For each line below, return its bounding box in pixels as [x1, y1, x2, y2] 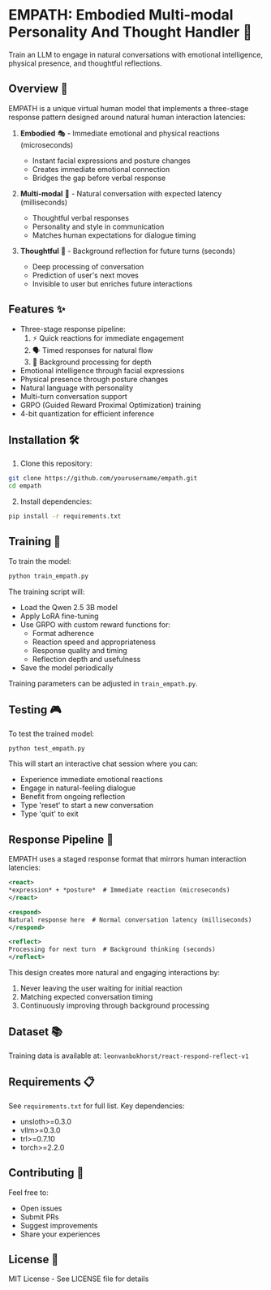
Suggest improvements [19, 1220, 98, 1230]
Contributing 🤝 [8, 1166, 84, 1180]
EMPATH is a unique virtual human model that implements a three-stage [8, 103, 249, 113]
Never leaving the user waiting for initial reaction [19, 983, 183, 993]
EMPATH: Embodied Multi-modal [8, 6, 234, 24]
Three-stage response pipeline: [19, 324, 126, 333]
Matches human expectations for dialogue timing [32, 230, 196, 240]
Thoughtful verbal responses [32, 213, 130, 222]
